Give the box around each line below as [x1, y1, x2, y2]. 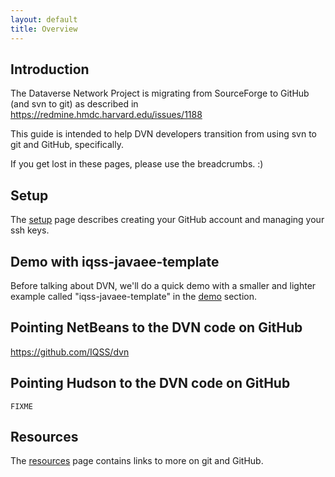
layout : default [10, 14, 78, 25]
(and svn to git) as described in [10, 98, 139, 110]
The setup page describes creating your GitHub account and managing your [10, 214, 325, 226]
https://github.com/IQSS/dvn [10, 346, 130, 358]
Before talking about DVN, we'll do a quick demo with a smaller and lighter [10, 279, 317, 291]
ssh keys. [10, 224, 50, 236]
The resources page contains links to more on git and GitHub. [10, 455, 264, 467]
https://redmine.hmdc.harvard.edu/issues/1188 [10, 109, 203, 121]
